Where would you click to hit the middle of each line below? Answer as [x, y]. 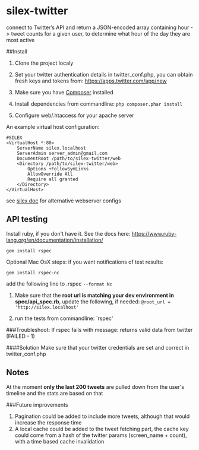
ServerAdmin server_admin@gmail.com [62, 153]
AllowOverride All [50, 174]
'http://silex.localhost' [47, 307]
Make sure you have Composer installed [64, 92]
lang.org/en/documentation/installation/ [55, 240]
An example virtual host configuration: [53, 126]
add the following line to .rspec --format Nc [59, 284]
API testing [27, 219]
